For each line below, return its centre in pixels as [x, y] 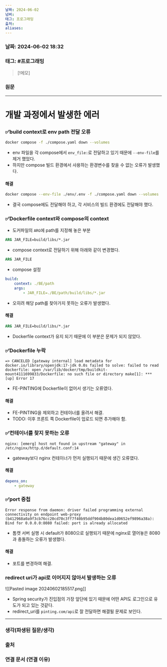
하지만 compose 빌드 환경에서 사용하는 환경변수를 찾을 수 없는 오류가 [80, 165]
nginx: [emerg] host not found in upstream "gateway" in [65, 444]
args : [20, 288]
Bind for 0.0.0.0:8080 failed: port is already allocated [66, 523]
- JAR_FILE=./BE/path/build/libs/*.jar [64, 293]
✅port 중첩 [18, 499]
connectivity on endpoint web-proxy [43, 514]
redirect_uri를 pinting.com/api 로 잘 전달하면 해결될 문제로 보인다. [77, 611]
